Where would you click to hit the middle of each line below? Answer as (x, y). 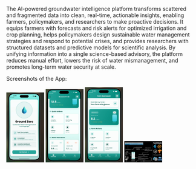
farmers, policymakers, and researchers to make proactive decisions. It (95, 22)
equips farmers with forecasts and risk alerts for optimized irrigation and (96, 28)
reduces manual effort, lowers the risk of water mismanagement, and (92, 60)
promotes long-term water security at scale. (61, 67)
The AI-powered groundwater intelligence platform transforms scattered (96, 9)
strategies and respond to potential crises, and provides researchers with (97, 41)
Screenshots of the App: (37, 79)
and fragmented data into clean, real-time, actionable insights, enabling (95, 15)
